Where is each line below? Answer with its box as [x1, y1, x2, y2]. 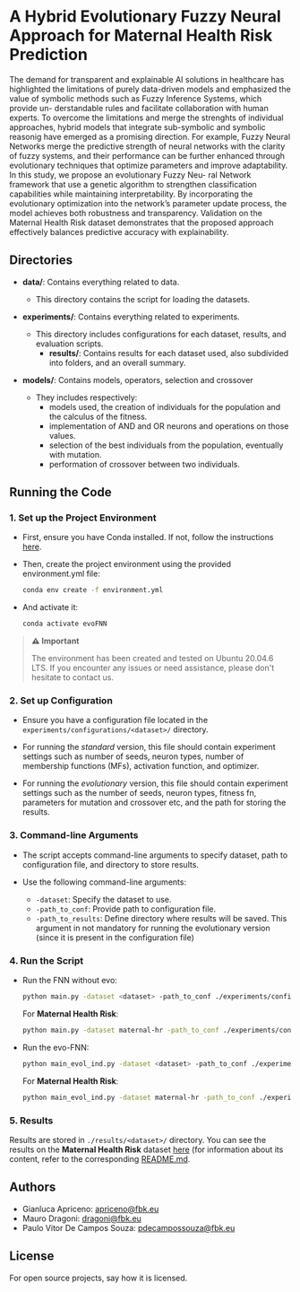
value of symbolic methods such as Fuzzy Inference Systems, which [9, 92, 262, 104]
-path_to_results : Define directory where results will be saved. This [35, 912, 287, 923]
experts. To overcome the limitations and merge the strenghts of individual [9, 112, 284, 123]
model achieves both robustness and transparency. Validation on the [9, 207, 262, 218]
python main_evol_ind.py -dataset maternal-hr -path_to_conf [21, 1093, 256, 1102]
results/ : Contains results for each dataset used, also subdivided [48, 347, 289, 358]
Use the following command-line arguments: [21, 877, 186, 887]
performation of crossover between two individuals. [48, 458, 240, 469]
